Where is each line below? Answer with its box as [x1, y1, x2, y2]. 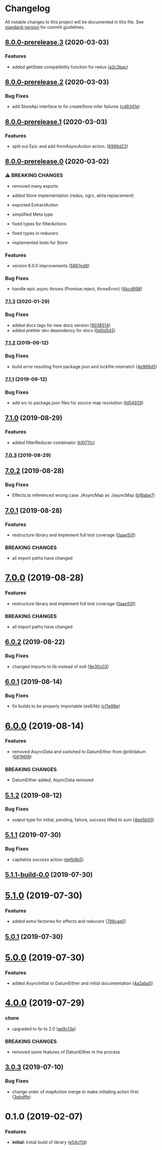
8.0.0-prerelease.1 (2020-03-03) [5, 118, 107, 126]
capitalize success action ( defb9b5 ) [12, 856, 84, 862]
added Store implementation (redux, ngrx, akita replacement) [12, 193, 134, 198]
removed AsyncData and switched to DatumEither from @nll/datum [12, 748, 146, 754]
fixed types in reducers [12, 230, 59, 236]
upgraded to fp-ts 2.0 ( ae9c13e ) [12, 1026, 76, 1031]
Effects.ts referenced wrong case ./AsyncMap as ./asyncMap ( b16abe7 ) [12, 492, 155, 498]
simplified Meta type [12, 211, 53, 217]
